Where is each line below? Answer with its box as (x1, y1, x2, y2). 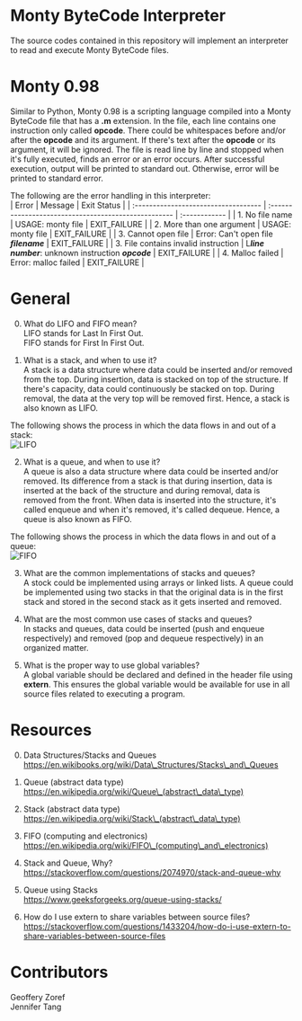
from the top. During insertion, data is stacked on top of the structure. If (22, 374, 289, 385)
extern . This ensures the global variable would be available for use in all (22, 679, 290, 689)
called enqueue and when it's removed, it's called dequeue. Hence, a (22, 504, 280, 515)
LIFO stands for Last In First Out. (22, 327, 144, 338)
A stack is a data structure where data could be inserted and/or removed (22, 364, 293, 375)
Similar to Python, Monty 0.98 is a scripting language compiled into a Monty (10, 105, 291, 117)
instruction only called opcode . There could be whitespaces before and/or (10, 125, 287, 136)
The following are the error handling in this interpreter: (10, 190, 211, 200)
